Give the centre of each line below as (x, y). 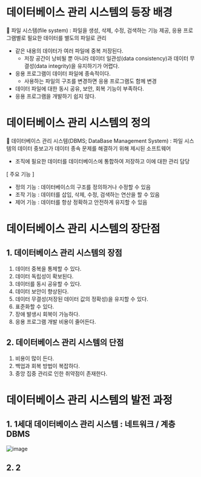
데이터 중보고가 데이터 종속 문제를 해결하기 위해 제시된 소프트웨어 (94, 148)
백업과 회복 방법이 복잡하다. (48, 366)
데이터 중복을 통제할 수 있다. (48, 268)
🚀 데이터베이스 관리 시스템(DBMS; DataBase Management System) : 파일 (95, 140)
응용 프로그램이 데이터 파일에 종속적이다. (63, 73)
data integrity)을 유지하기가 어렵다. (78, 66)
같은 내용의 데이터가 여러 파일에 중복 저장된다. (69, 51)
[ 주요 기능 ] (20, 174)
